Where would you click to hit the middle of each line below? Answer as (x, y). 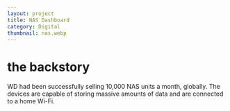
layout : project (31, 14)
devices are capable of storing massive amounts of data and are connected (115, 94)
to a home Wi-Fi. (31, 101)
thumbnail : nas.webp (37, 33)
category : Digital (34, 26)
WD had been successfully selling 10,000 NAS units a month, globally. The (114, 87)
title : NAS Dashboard (39, 20)
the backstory (49, 67)
